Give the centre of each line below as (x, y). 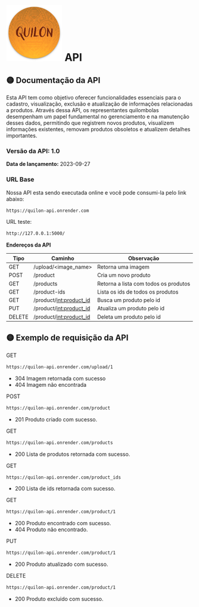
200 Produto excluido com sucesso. (59, 599)
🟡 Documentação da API (53, 80)
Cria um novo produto (124, 275)
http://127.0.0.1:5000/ (36, 234)
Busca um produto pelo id (129, 300)
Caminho (63, 258)
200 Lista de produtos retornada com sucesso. (72, 454)
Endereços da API (29, 245)
